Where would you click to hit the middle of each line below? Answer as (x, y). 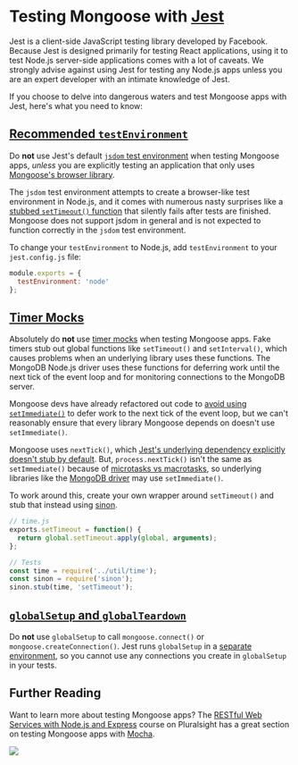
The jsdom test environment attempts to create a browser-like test (129, 192)
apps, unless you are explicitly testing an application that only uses (132, 165)
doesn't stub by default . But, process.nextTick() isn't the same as (131, 459)
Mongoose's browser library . (62, 174)
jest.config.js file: (46, 256)
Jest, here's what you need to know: (76, 105)
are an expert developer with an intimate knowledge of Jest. (120, 79)
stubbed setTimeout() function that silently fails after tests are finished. (140, 211)
